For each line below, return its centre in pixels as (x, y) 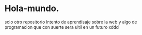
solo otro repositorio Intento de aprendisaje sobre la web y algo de (71, 22)
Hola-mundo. (32, 9)
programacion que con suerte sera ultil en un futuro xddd (62, 27)
